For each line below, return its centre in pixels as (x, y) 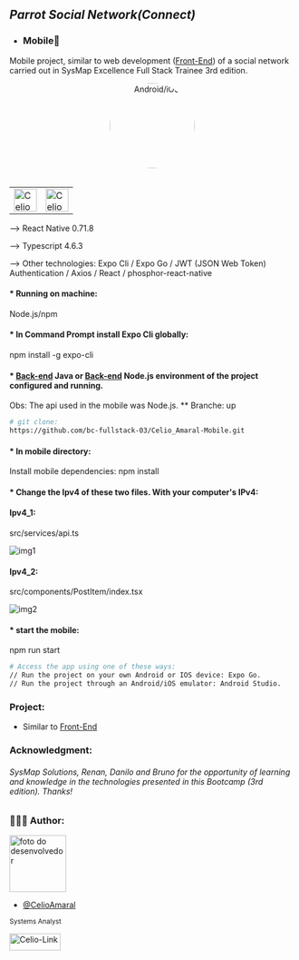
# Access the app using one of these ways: (93, 667)
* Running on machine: (53, 293)
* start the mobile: (44, 629)
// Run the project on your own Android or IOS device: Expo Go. (135, 676)
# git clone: (34, 422)
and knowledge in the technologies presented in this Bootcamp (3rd (136, 781)
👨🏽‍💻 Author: (37, 820)
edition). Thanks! (41, 791)
